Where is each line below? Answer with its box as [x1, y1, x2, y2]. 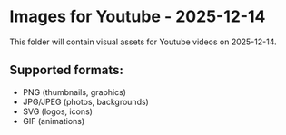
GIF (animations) [22, 115, 85, 126]
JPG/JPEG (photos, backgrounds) [22, 96, 150, 107]
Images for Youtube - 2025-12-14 [9, 6, 266, 27]
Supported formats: [9, 63, 124, 78]
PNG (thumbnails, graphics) [22, 86, 127, 97]
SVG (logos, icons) [22, 106, 94, 117]
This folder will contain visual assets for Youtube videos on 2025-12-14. [9, 36, 277, 47]
